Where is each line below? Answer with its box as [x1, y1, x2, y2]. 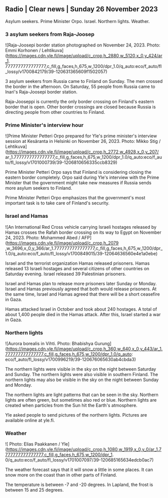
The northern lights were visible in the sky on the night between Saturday [5, 366, 156, 372]
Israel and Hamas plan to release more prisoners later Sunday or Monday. [5, 280, 157, 286]
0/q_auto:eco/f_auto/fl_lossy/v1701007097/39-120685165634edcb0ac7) [5, 457, 154, 463]
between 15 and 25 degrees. [5, 487, 64, 493]
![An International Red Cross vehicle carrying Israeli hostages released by [5, 224, 156, 230]
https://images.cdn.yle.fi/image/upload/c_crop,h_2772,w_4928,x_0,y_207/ [6, 149, 159, 155]
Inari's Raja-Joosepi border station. [5, 89, 77, 95]
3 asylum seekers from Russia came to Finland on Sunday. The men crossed [5, 78, 163, 84]
